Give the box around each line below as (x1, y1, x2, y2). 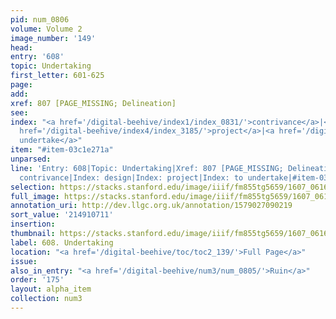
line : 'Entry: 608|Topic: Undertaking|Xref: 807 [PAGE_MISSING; (10, 163, 284, 173)
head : (10, 42, 33, 53)
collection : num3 (10, 294, 83, 304)
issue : (10, 256, 38, 266)
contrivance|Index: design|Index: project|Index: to (19, 172, 244, 183)
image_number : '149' (10, 33, 97, 43)
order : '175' (10, 275, 65, 285)
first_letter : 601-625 (10, 71, 105, 81)
